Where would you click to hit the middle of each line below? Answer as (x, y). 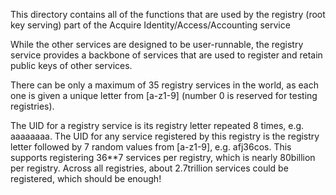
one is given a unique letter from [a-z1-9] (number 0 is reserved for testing (164, 95)
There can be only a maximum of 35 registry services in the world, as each (164, 85)
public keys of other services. (71, 65)
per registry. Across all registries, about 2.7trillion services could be (149, 168)
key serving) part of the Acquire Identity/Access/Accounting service (150, 25)
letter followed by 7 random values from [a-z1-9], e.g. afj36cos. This (151, 147)
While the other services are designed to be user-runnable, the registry (157, 44)
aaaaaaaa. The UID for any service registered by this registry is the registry (165, 136)
